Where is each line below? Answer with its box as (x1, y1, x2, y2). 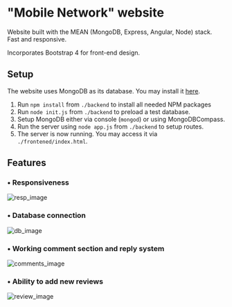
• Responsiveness (7, 178, 69, 187)
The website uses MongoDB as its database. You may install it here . (7, 86, 201, 95)
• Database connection (7, 211, 87, 221)
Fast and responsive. (7, 35, 67, 43)
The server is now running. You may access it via (17, 129, 158, 138)
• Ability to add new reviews (7, 277, 104, 286)
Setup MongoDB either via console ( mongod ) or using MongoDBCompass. (17, 115, 225, 123)
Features (7, 157, 46, 169)
